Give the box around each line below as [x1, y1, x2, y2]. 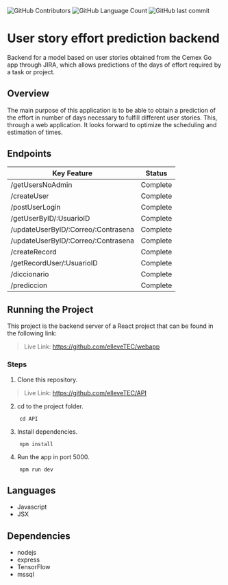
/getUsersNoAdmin [10, 179, 73, 189]
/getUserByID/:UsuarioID [10, 213, 90, 223]
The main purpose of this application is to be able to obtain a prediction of [7, 106, 216, 114]
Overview [7, 88, 50, 100]
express [16, 555, 40, 564]
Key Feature [52, 168, 92, 178]
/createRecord [10, 247, 57, 256]
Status [145, 168, 168, 178]
